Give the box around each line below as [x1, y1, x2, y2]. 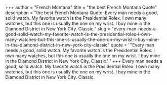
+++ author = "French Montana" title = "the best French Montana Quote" [5, 5, 157, 10]
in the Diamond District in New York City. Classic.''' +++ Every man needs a [5, 58, 163, 64]
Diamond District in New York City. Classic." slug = [5, 26, 111, 32]
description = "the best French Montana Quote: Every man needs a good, [5, 10, 158, 16]
